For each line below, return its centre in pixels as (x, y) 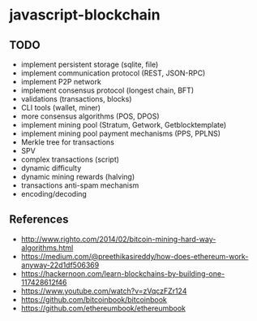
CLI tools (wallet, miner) (60, 108)
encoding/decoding (54, 194)
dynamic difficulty (51, 168)
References (39, 220)
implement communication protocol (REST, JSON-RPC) (113, 73)
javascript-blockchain (85, 15)
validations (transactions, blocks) (76, 99)
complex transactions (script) (70, 159)
